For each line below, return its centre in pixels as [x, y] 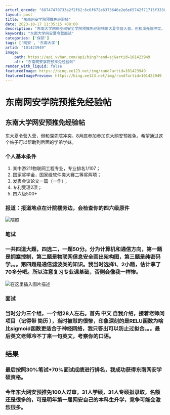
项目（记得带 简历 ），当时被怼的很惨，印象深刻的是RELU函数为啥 [84, 321]
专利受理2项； [27, 187]
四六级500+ [25, 194]
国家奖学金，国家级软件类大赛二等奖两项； [57, 175]
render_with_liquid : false [34, 66]
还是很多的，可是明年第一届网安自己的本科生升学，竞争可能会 [80, 399]
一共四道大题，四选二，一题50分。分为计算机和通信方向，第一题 [84, 250]
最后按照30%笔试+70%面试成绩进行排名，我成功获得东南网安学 [83, 369]
